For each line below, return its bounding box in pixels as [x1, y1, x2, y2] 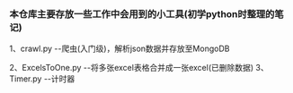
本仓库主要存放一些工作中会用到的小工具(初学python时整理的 [9, 7, 275, 20]
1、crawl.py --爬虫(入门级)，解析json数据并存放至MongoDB [9, 43, 230, 55]
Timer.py [9, 73, 42, 84]
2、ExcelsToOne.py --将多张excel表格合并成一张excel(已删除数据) [9, 63, 254, 73]
